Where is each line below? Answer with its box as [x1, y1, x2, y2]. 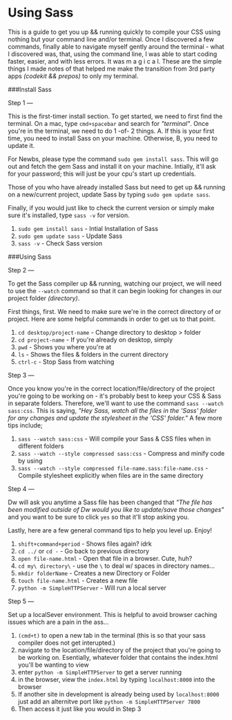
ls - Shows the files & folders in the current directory [17, 350, 168, 358]
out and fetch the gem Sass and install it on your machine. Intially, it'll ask [8, 162, 216, 170]
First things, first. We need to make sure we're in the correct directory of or [8, 307, 222, 315]
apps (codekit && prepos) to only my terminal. [8, 71, 139, 80]
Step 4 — [8, 484, 35, 492]
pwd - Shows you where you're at [17, 342, 112, 351]
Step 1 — [8, 98, 33, 107]
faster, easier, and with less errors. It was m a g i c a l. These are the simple [8, 57, 222, 65]
